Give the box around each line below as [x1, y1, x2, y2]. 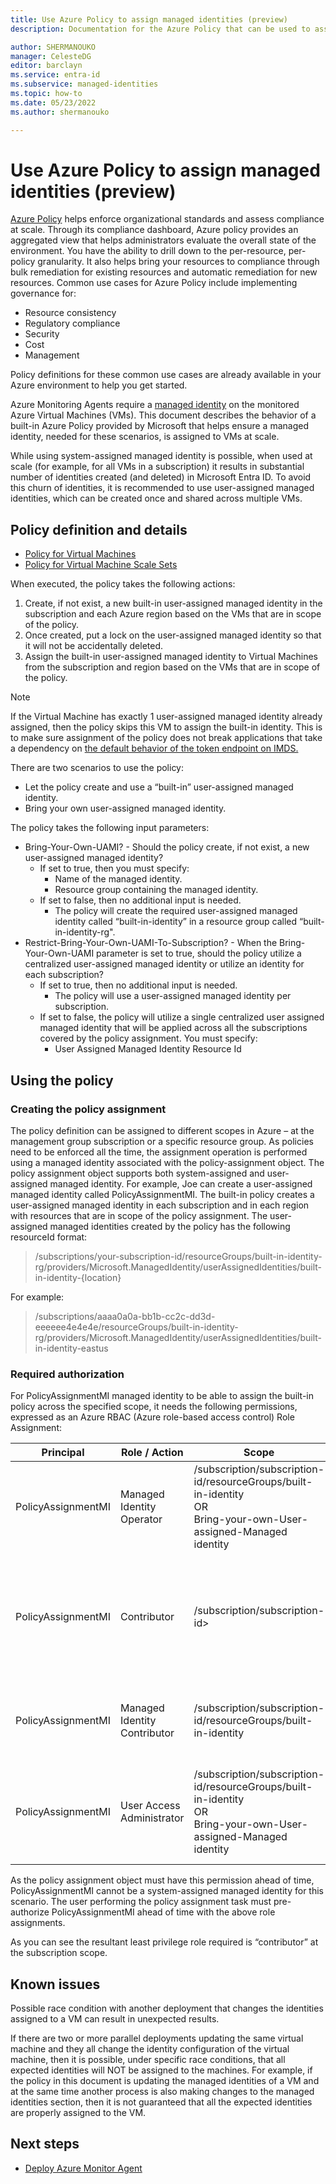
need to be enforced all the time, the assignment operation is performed [10, 1146, 308, 1158]
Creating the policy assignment [10, 1102, 167, 1116]
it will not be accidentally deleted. [24, 640, 164, 652]
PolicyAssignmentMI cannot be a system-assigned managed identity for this [10, 1885, 324, 1897]
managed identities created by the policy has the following [49, 1220, 291, 1232]
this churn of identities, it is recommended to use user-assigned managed [10, 482, 315, 494]
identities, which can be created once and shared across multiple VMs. [10, 492, 303, 505]
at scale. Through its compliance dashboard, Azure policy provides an [10, 224, 299, 236]
